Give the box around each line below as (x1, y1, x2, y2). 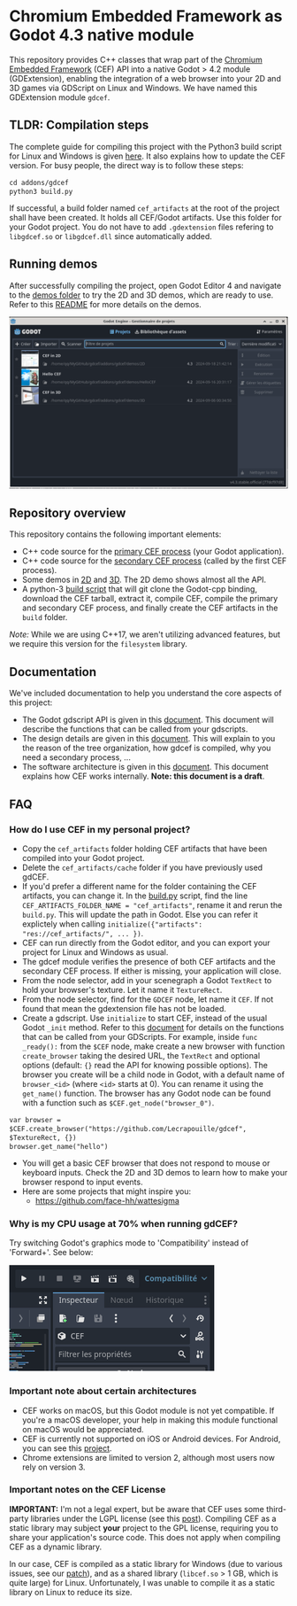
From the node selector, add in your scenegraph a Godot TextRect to (21, 974, 272, 985)
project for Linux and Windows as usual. (21, 946, 169, 958)
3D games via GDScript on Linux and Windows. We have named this (9, 82, 258, 93)
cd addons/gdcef (9, 178, 69, 187)
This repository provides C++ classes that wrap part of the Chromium (9, 54, 263, 65)
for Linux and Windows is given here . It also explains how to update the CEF (9, 151, 286, 161)
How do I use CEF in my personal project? (9, 823, 191, 835)
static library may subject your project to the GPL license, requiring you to (9, 1522, 278, 1533)
